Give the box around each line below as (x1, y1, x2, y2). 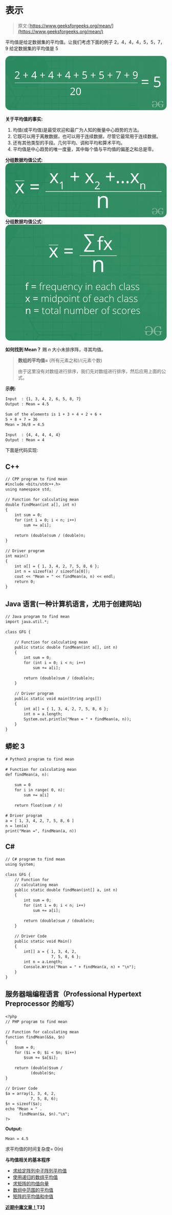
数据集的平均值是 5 (18, 45, 58, 51)
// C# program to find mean (5, 857, 66, 862)
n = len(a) (5, 823, 29, 828)
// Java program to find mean (5, 614, 70, 620)
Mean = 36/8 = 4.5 (5, 422, 45, 427)
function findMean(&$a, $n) (5, 1034, 66, 1040)
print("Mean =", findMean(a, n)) (5, 828, 77, 833)
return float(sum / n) (14, 803, 63, 808)
